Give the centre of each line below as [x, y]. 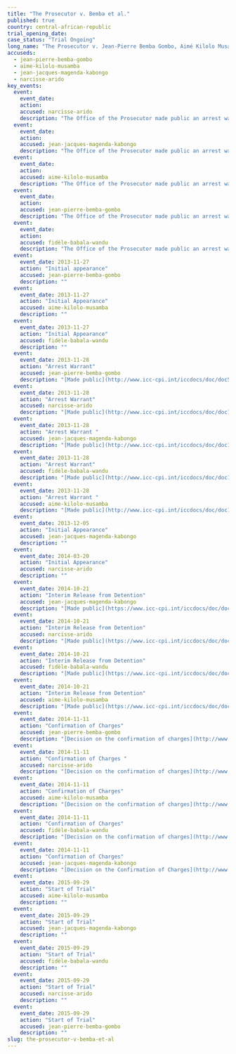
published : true [31, 20]
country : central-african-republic [59, 27]
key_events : [25, 86]
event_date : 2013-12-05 [55, 523]
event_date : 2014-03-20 [55, 556]
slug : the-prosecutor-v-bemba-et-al [61, 1040]
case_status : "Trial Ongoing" [52, 40]
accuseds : [22, 53]
